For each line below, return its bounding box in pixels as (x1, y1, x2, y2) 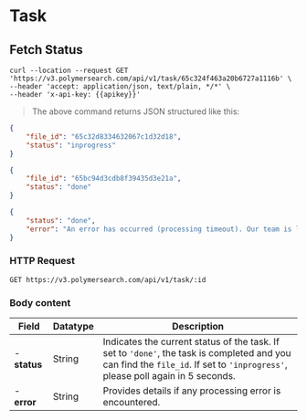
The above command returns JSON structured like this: (31, 106, 240, 117)
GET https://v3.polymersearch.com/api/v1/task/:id (9, 275, 206, 284)
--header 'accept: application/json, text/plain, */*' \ (9, 82, 231, 91)
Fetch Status (9, 42, 84, 58)
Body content (9, 296, 71, 309)
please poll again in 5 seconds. (102, 370, 236, 383)
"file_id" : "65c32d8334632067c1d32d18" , (26, 131, 182, 142)
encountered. (102, 396, 161, 409)
